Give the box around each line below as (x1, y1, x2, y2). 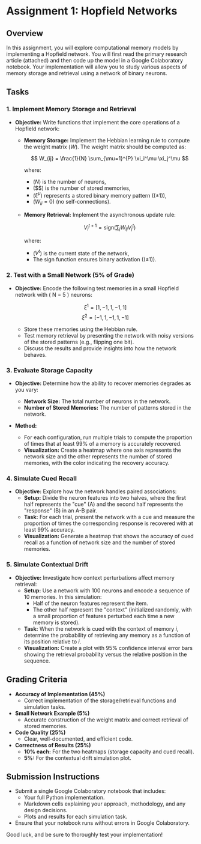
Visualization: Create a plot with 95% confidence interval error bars (23, 644, 193, 651)
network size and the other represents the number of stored (23, 453, 172, 460)
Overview (6, 28, 44, 38)
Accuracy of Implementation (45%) (14, 690, 106, 697)
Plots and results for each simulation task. (23, 813, 128, 821)
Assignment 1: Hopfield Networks (6, 4, 178, 18)
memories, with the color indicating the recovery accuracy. (23, 460, 170, 467)
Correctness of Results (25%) (14, 741, 91, 748)
